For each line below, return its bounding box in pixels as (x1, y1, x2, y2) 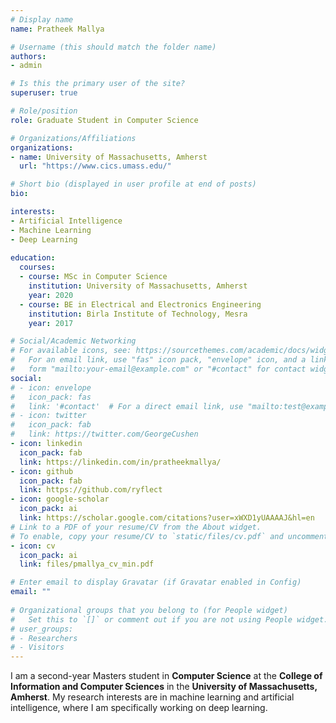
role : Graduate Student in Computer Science (10, 115, 199, 125)
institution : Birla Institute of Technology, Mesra (28, 309, 248, 319)
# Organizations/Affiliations (10, 133, 137, 143)
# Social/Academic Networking (10, 336, 137, 346)
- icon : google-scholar (10, 494, 110, 505)
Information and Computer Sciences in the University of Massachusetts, (10, 681, 318, 693)
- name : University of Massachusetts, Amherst (10, 152, 208, 162)
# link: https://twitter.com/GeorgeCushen (10, 429, 199, 440)
